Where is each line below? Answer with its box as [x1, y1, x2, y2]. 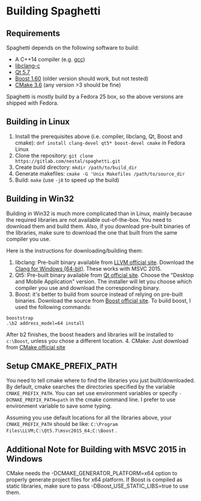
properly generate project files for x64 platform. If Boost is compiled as [6, 476, 182, 484]
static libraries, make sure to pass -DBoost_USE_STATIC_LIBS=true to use [6, 482, 189, 490]
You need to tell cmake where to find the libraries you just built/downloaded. [6, 377, 196, 384]
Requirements [6, 28, 60, 38]
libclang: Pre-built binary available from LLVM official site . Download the [14, 259, 194, 266]
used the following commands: [14, 303, 91, 310]
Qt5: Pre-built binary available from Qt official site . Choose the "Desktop [14, 271, 194, 278]
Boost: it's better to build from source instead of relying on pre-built [14, 290, 183, 298]
